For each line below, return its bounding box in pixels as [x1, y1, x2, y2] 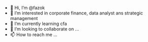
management [10, 15, 38, 21]
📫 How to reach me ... [10, 31, 57, 37]
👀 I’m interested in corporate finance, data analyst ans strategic [10, 10, 143, 16]
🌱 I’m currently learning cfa [10, 20, 67, 26]
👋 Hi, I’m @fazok [10, 5, 45, 10]
